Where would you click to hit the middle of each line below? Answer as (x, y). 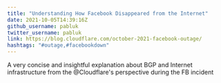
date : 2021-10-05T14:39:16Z (48, 20)
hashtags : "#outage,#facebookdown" (58, 45)
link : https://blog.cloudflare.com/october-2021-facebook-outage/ (105, 39)
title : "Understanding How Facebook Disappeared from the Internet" (108, 13)
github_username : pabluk (43, 26)
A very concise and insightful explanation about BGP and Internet (100, 65)
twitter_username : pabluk (44, 33)
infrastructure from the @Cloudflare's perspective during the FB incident (110, 72)
